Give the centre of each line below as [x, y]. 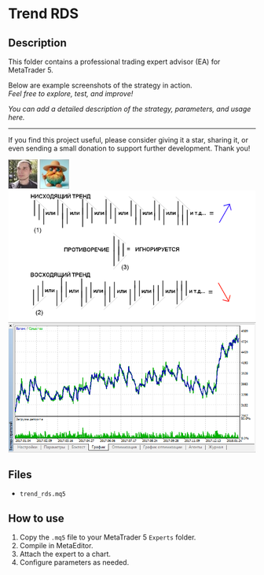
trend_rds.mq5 [42, 494]
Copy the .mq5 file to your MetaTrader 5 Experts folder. [108, 537]
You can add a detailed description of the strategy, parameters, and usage [130, 109]
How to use [36, 518]
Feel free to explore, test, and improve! [71, 94]
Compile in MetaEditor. [56, 546]
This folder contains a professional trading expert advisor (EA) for [114, 61]
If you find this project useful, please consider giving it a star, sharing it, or [128, 140]
